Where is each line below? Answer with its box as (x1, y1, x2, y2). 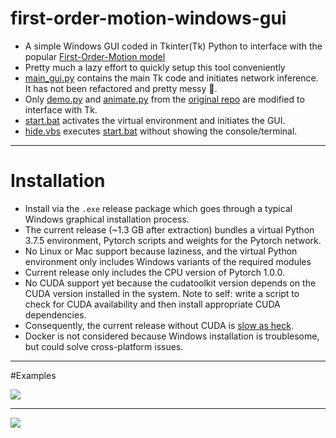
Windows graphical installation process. (24, 213, 190, 225)
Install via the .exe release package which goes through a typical (24, 202, 293, 214)
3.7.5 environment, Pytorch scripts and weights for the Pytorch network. (24, 234, 322, 246)
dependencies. (24, 308, 87, 321)
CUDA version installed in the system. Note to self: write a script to (24, 287, 300, 299)
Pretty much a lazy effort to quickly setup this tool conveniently (24, 61, 286, 73)
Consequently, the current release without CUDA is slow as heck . (24, 319, 294, 331)
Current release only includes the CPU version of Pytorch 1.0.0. (24, 266, 285, 278)
